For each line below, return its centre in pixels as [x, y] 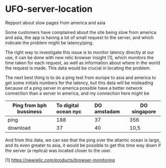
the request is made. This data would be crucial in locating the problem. [78, 68]
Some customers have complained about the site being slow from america [81, 32]
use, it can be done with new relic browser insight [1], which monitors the [80, 57]
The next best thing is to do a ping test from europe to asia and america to [81, 77]
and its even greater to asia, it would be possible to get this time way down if [83, 145]
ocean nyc [69, 111]
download [19, 128]
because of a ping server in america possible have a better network [74, 88]
